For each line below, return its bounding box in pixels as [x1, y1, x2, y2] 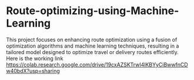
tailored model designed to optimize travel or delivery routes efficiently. [6, 48, 179, 55]
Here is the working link [6, 55, 63, 62]
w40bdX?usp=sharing [6, 67, 60, 74]
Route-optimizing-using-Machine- [6, 4, 179, 18]
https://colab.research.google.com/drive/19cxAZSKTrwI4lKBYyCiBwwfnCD [6, 61, 188, 68]
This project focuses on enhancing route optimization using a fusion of [6, 36, 178, 43]
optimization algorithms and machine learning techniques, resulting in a [6, 42, 179, 49]
